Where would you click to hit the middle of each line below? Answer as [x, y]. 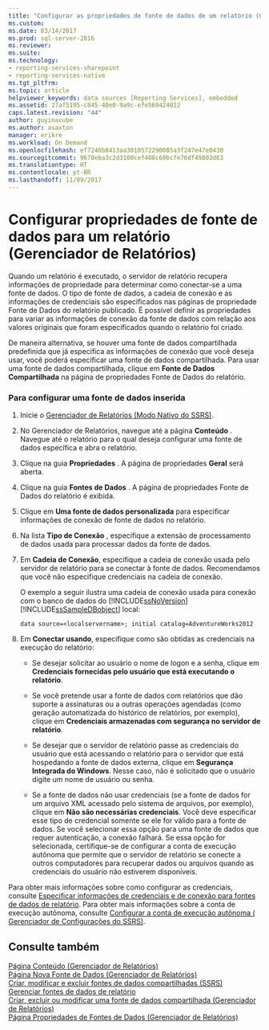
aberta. [32, 472]
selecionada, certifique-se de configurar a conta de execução [134, 846]
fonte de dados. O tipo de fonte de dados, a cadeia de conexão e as [120, 293]
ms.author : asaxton [41, 128]
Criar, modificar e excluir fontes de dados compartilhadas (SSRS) [116, 983]
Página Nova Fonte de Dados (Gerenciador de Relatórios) [103, 974]
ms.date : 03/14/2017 [43, 31]
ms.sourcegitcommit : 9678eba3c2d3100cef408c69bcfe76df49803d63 [116, 157]
